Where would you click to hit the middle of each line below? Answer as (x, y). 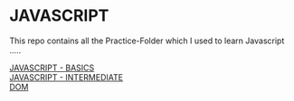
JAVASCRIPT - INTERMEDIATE (66, 77)
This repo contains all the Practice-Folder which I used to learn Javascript (147, 41)
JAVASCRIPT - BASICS (52, 68)
